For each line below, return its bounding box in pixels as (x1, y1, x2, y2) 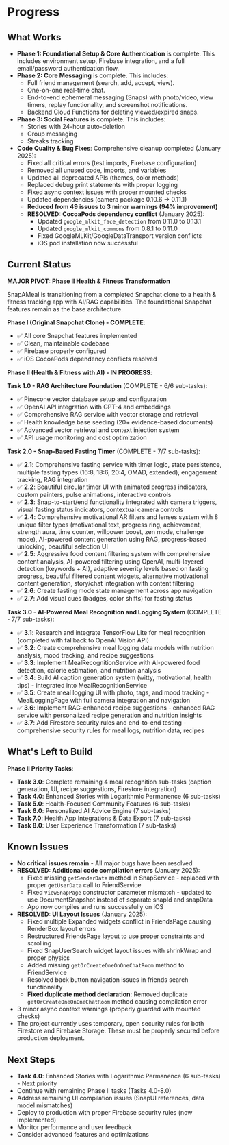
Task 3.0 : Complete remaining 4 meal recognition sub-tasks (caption (16, 778, 212, 786)
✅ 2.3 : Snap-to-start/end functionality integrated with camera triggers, (16, 498, 217, 506)
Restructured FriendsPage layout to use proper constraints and (27, 932, 205, 940)
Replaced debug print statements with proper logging (27, 181, 178, 189)
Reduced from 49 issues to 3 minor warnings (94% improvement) (27, 203, 218, 210)
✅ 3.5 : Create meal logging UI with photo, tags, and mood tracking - (16, 688, 210, 697)
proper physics (27, 954, 70, 962)
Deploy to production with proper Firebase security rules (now (16, 1109, 193, 1117)
